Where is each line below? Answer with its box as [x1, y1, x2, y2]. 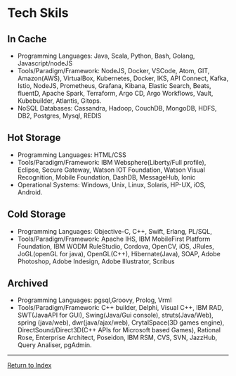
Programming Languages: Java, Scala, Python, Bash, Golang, [17, 51, 195, 60]
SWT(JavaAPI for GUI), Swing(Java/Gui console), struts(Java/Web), [17, 311, 214, 320]
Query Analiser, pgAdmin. [17, 341, 93, 349]
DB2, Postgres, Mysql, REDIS [17, 111, 102, 120]
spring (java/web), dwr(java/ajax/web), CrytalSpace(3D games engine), [17, 318, 225, 327]
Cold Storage [7, 208, 66, 220]
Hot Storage [7, 132, 61, 144]
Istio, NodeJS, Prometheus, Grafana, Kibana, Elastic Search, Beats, [17, 82, 212, 89]
